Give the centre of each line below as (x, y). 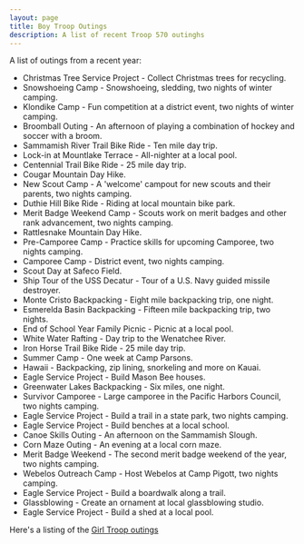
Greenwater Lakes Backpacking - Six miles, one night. (123, 387)
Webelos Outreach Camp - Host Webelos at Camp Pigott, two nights (150, 474)
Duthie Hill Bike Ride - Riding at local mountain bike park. (129, 203)
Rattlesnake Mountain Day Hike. (82, 232)
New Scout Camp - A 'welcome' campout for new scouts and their (147, 184)
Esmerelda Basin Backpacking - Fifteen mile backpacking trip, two (146, 310)
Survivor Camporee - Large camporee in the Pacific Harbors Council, (152, 397)
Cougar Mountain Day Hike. (74, 174)
